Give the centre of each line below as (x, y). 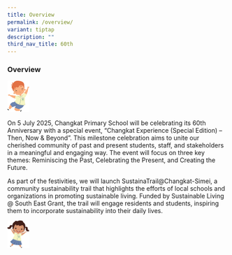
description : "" (31, 37)
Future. (17, 167)
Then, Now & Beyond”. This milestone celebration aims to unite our (103, 138)
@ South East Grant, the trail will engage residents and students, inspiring (113, 203)
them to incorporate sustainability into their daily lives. (85, 210)
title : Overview (31, 15)
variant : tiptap (31, 29)
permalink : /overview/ (40, 22)
